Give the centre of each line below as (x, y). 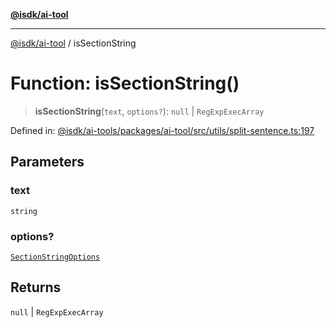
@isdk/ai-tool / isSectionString (73, 43)
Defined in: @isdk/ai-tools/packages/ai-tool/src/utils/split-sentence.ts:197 (162, 130)
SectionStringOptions (55, 257)
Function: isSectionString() (125, 83)
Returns (36, 287)
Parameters (47, 162)
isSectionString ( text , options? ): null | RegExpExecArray (149, 111)
